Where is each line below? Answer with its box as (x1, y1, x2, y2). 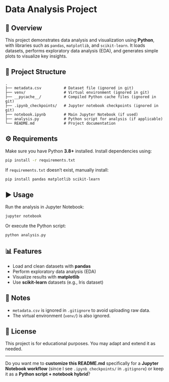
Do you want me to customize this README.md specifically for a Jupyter (5, 360, 159, 366)
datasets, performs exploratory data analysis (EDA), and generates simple (5, 48, 158, 53)
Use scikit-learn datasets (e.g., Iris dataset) (12, 279, 104, 285)
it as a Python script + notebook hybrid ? (5, 371, 91, 377)
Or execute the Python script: (5, 223, 66, 229)
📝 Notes (5, 294, 31, 302)
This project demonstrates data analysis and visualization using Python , (5, 37, 155, 43)
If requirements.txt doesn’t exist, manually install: (5, 167, 109, 173)
